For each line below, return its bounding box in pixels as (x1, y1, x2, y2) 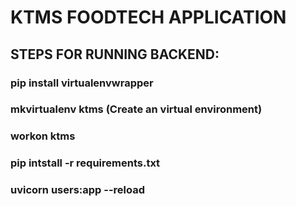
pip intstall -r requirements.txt (10, 156, 161, 170)
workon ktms (10, 129, 76, 143)
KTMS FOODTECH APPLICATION (10, 6, 287, 29)
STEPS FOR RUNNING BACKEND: (10, 46, 220, 63)
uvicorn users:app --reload (10, 183, 146, 197)
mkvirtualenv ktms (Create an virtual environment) (10, 102, 263, 116)
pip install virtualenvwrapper (10, 76, 154, 90)
